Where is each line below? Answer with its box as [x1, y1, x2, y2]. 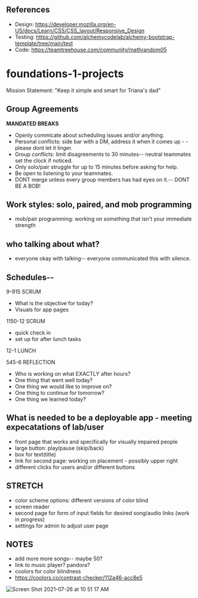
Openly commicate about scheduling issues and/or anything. [14, 131, 165, 139]
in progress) [14, 516, 45, 523]
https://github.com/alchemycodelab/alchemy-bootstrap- [36, 33, 175, 41]
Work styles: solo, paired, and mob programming [6, 200, 192, 210]
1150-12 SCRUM [6, 318, 46, 324]
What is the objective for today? [14, 300, 94, 306]
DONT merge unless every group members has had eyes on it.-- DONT [14, 176, 190, 183]
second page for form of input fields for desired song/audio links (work [14, 509, 190, 516]
